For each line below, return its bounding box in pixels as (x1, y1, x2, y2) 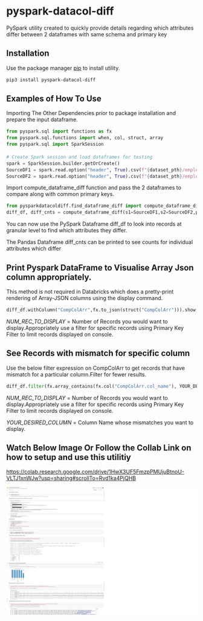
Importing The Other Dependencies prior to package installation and (6, 110, 176, 117)
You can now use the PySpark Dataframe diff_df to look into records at (6, 220, 182, 228)
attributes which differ (6, 245, 62, 252)
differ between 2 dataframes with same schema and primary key (6, 30, 167, 38)
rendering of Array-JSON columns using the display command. (6, 295, 163, 301)
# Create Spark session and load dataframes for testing (6, 154, 153, 160)
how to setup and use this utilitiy (6, 452, 131, 462)
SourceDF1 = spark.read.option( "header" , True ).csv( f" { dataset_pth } (6, 166, 182, 173)
